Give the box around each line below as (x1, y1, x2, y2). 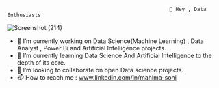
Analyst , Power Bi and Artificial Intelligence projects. (16, 44, 166, 52)
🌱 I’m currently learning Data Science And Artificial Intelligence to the (16, 51, 212, 59)
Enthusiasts (7, 12, 41, 18)
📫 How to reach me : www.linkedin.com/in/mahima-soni (16, 74, 177, 81)
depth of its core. (16, 59, 66, 67)
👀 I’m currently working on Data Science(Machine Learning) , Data (16, 37, 204, 45)
